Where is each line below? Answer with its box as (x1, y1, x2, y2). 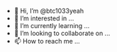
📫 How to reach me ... (13, 37, 80, 45)
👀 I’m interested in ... (13, 14, 74, 22)
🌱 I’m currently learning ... (13, 22, 90, 30)
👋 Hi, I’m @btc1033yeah (13, 7, 84, 15)
